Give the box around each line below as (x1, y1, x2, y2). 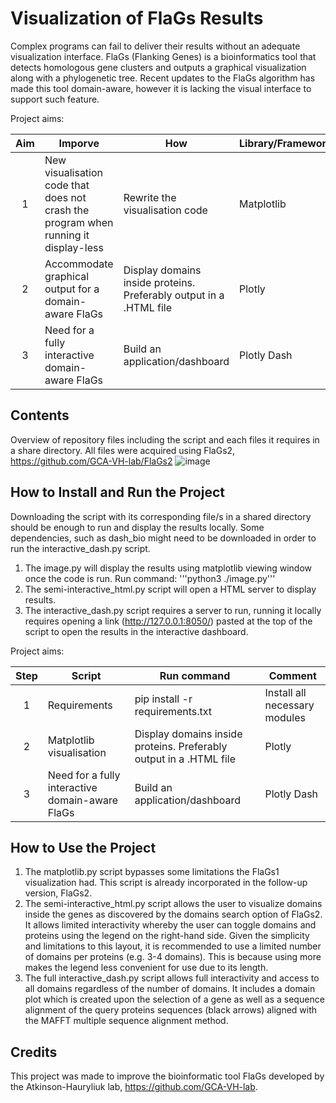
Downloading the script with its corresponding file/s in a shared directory (10, 510, 312, 522)
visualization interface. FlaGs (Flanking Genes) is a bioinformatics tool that (10, 50, 317, 62)
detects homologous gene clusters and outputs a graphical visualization (10, 61, 307, 73)
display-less (44, 240, 104, 254)
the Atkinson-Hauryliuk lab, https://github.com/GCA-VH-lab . (10, 1081, 258, 1093)
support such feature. (10, 93, 100, 105)
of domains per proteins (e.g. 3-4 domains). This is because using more (24, 951, 322, 963)
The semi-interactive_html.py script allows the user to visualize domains (24, 898, 323, 910)
